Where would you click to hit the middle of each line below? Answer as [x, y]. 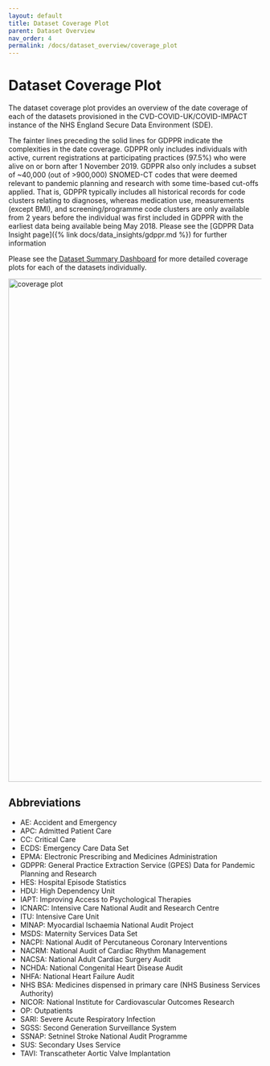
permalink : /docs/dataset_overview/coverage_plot [93, 46]
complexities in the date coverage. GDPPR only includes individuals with [128, 149]
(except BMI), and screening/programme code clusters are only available [129, 209]
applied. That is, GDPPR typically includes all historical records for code [127, 192]
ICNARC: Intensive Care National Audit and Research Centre [119, 907]
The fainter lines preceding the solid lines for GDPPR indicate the [116, 141]
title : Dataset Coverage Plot [59, 23]
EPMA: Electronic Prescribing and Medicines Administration [119, 856]
